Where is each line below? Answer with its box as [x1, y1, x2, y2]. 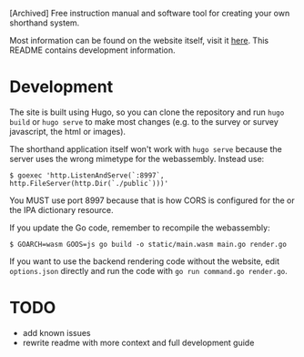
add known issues [22, 327, 91, 338]
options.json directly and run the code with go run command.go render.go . [9, 265, 289, 276]
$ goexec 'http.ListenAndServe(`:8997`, [9, 170, 166, 180]
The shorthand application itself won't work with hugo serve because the [9, 143, 282, 154]
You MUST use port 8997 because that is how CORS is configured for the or [9, 195, 295, 206]
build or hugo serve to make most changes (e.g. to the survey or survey [9, 116, 279, 127]
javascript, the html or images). [9, 126, 126, 137]
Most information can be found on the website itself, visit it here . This [9, 36, 269, 46]
